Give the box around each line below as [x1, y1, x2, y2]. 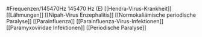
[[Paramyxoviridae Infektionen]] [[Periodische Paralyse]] [6, 24, 147, 31]
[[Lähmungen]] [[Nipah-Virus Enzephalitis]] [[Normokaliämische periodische [6, 11, 196, 18]
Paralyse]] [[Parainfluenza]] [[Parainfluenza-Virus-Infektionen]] [6, 18, 164, 24]
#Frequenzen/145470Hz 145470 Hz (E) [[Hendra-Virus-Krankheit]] [6, 5, 172, 12]
